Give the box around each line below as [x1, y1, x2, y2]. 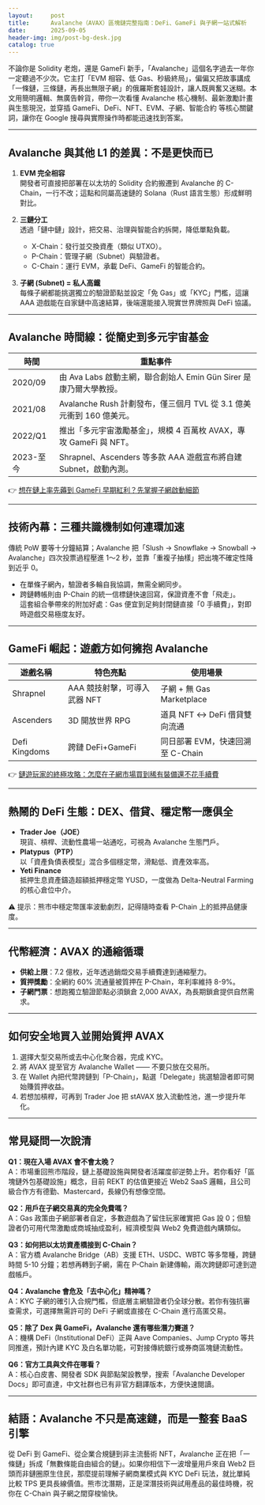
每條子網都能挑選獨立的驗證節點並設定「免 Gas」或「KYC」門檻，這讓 [19, 288, 250, 297]
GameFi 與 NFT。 [69, 437, 134, 448]
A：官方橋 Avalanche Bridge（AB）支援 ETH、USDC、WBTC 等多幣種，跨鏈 [8, 1250, 256, 1259]
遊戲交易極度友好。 [26, 609, 89, 618]
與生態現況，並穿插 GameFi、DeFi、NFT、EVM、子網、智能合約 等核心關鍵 [8, 104, 254, 113]
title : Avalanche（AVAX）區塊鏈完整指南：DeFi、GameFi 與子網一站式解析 [8, 19, 247, 27]
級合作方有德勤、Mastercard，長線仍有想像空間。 [8, 1186, 170, 1196]
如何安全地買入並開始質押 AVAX [8, 1030, 165, 1043]
